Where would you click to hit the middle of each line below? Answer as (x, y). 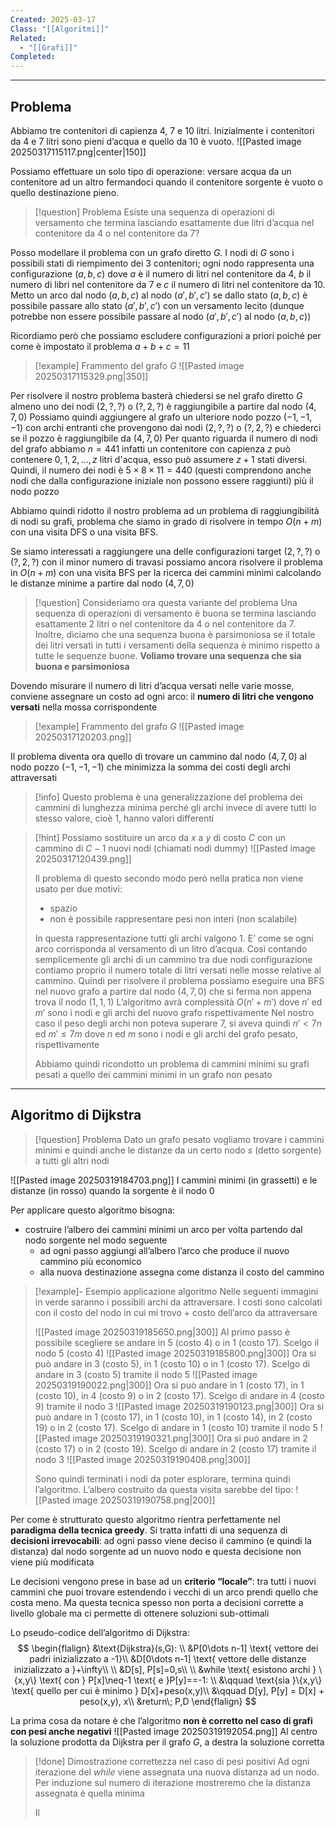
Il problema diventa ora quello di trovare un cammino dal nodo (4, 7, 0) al (158, 756)
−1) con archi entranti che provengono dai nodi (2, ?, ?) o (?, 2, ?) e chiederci (166, 427)
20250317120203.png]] (83, 737)
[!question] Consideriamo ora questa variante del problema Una (166, 602)
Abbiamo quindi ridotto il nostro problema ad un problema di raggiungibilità (165, 510)
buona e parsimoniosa (82, 666)
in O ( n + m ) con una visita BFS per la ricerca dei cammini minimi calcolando (166, 572)
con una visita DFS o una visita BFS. (84, 532)
